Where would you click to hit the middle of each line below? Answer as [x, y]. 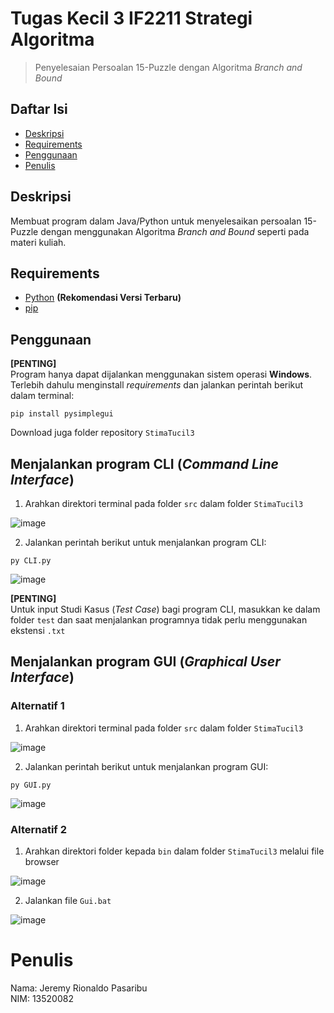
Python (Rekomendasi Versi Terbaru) [103, 298]
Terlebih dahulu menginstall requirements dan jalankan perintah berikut [157, 385]
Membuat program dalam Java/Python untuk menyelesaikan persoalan [156, 221]
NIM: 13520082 [42, 998]
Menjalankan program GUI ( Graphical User [145, 662]
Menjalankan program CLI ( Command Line [144, 463]
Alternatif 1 [37, 706]
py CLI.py [31, 561]
